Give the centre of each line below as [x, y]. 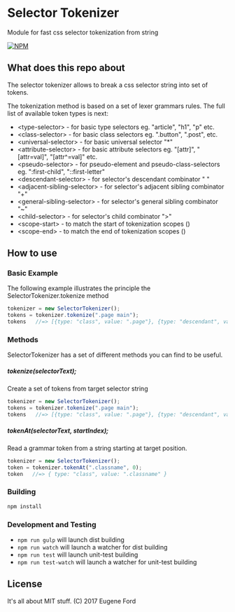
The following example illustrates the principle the [79, 288]
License [25, 584]
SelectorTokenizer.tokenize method [58, 296]
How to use [32, 253]
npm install [24, 506]
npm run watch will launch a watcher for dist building [92, 548]
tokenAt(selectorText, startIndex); [58, 430]
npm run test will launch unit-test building [78, 555]
